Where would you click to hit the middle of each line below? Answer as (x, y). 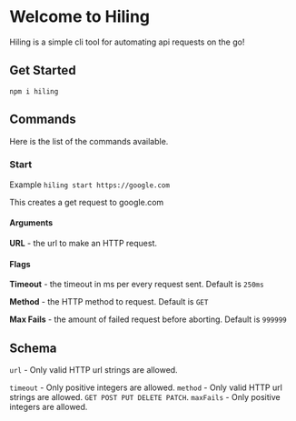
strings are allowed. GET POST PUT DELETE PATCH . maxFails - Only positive (145, 397)
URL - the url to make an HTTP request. (83, 244)
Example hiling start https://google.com (90, 185)
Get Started (43, 70)
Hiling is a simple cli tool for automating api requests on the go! (127, 42)
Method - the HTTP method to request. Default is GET (109, 302)
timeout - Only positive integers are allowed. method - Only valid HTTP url (146, 387)
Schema (33, 348)
